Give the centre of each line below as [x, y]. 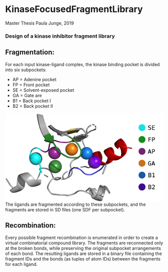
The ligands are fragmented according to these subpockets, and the [76, 204]
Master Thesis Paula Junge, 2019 [40, 23]
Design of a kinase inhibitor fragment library [60, 36]
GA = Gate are [27, 95]
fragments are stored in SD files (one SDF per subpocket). [65, 210]
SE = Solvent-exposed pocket [43, 90]
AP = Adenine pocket [34, 79]
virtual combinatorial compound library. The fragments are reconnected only [84, 243]
